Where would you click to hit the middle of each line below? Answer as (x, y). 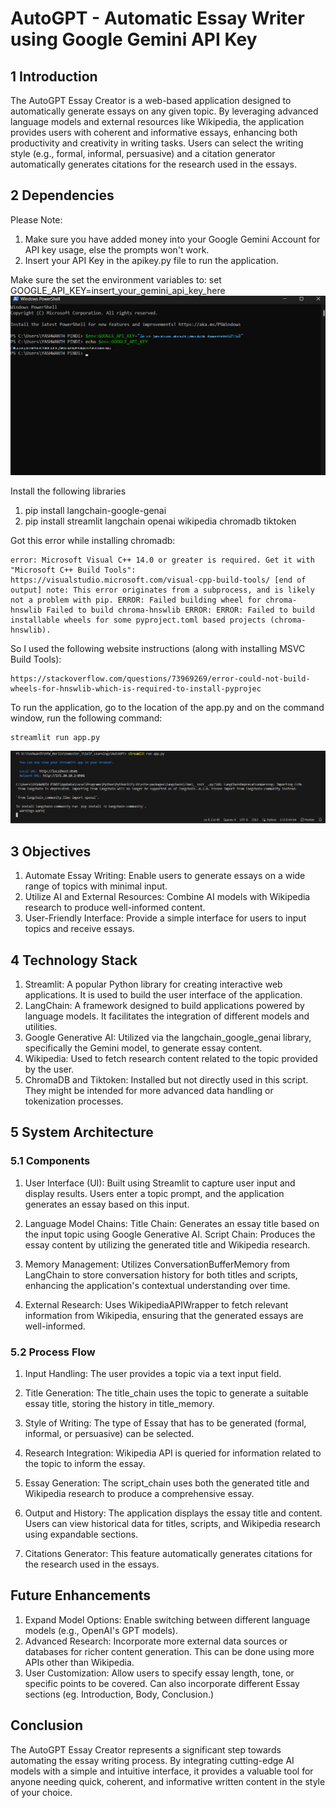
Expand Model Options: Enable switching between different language (167, 1619)
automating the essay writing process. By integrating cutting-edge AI (152, 1760)
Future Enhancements (81, 1595)
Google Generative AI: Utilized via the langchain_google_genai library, (168, 1038)
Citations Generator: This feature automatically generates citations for (168, 1553)
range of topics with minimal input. (96, 886)
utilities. (41, 1027)
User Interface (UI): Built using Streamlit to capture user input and (160, 1183)
